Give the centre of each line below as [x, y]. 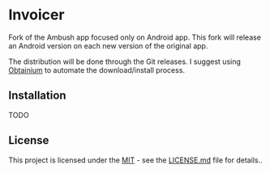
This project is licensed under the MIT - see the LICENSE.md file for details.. [135, 160]
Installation [37, 96]
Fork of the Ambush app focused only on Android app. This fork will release [135, 37]
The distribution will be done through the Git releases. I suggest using [125, 61]
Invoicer [36, 15]
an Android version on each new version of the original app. [108, 45]
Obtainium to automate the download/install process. [96, 70]
